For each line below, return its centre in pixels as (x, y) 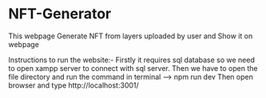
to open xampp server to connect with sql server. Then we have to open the (133, 68)
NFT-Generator (60, 14)
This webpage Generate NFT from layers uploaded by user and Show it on (131, 36)
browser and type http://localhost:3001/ (74, 85)
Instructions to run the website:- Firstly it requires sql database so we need (132, 60)
